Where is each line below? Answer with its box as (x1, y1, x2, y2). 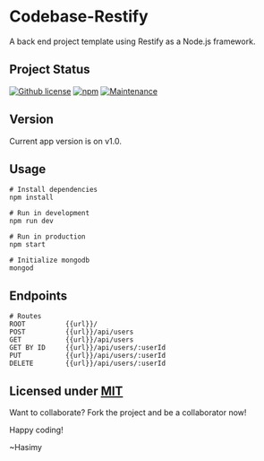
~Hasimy (9, 442, 43, 452)
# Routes (9, 312, 42, 321)
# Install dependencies (9, 186, 98, 195)
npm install (9, 193, 54, 203)
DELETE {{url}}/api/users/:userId (9, 359, 166, 369)
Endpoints (9, 288, 68, 303)
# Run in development (9, 209, 90, 218)
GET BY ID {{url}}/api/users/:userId (9, 344, 166, 352)
